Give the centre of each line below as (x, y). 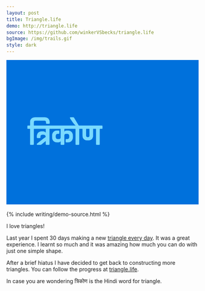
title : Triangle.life (34, 19)
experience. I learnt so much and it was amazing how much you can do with (102, 244)
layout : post (23, 13)
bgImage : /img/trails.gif (39, 39)
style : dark (21, 45)
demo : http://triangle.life (42, 26)
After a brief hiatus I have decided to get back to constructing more (91, 263)
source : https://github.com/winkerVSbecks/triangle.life (80, 32)
